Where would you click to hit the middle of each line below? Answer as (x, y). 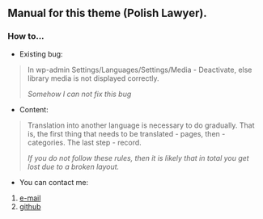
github (30, 206)
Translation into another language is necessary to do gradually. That (141, 125)
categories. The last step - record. (85, 142)
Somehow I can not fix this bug (79, 94)
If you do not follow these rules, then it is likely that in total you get (138, 158)
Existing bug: (41, 54)
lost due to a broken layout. (73, 166)
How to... (26, 36)
